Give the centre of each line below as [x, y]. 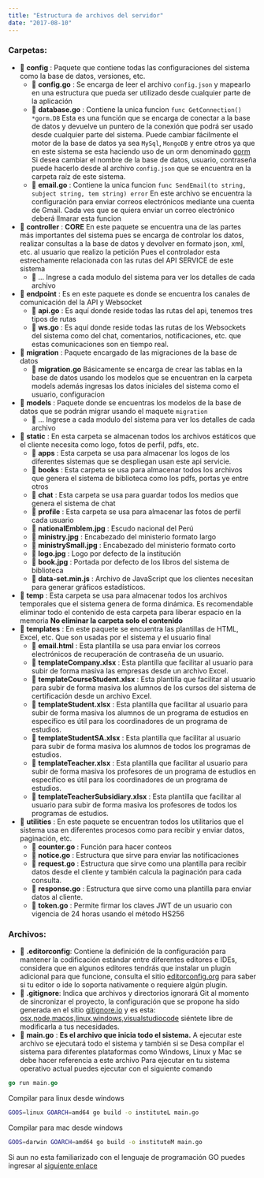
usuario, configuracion [68, 394]
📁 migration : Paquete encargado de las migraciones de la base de [128, 352]
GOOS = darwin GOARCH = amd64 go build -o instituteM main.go [105, 1142]
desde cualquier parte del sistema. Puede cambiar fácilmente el [135, 134]
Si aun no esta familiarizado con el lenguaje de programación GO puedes [127, 1157]
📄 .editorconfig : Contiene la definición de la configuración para [123, 952]
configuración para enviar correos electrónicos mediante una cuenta [143, 201]
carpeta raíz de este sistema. [78, 176]
